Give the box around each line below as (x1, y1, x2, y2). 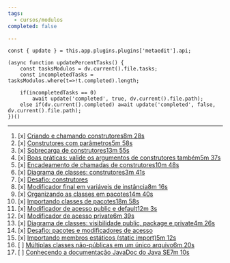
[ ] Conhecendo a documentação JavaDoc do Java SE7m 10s (17, 248, 190, 257)
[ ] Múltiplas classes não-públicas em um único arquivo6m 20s (17, 241, 195, 249)
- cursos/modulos (14, 16, 63, 23)
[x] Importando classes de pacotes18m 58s (17, 197, 139, 205)
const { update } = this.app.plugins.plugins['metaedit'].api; (8, 47, 192, 55)
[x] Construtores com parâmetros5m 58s (17, 139, 133, 147)
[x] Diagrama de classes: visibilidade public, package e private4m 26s (17, 219, 216, 227)
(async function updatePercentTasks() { (8, 60, 125, 66)
